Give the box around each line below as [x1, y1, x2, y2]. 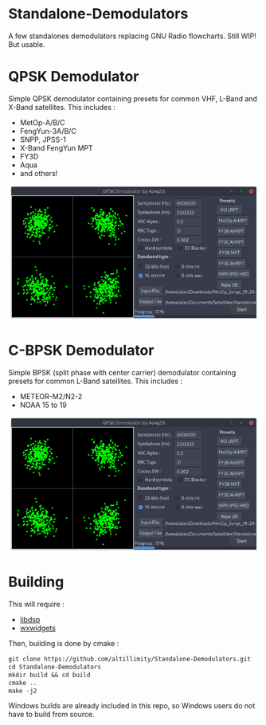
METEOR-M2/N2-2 [19, 391, 83, 401]
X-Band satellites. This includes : [8, 102, 115, 112]
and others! [19, 168, 58, 178]
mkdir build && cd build [8, 671, 91, 679]
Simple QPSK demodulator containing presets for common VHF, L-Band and [8, 93, 257, 104]
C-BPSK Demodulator [8, 342, 155, 359]
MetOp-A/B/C [19, 117, 65, 127]
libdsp [19, 615, 41, 624]
